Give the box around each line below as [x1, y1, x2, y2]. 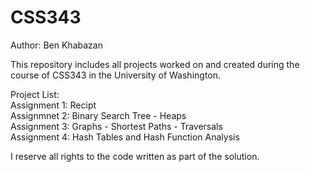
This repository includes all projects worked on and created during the [10, 58, 300, 70]
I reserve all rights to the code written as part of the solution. [10, 150, 260, 162]
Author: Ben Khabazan [10, 39, 103, 51]
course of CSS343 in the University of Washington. [10, 69, 222, 81]
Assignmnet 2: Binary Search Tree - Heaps [10, 109, 187, 121]
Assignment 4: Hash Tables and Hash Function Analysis [10, 131, 240, 143]
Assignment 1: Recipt [10, 99, 97, 111]
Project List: [10, 88, 60, 100]
